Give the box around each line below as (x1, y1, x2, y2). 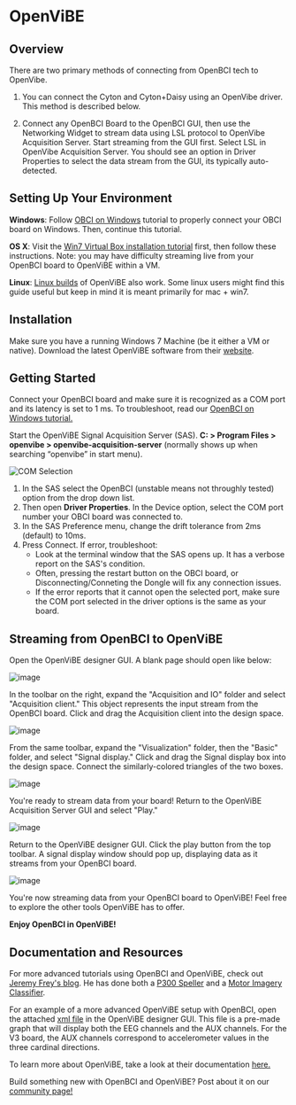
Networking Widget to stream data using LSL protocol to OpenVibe (21, 128, 266, 138)
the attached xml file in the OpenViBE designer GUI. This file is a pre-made (9, 1014, 281, 1024)
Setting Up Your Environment (9, 191, 172, 206)
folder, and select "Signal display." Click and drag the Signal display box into (9, 751, 286, 763)
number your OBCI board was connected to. (21, 511, 184, 522)
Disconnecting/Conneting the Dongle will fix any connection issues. (34, 578, 282, 588)
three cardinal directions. (9, 1042, 100, 1053)
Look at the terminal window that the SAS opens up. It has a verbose (34, 549, 285, 560)
